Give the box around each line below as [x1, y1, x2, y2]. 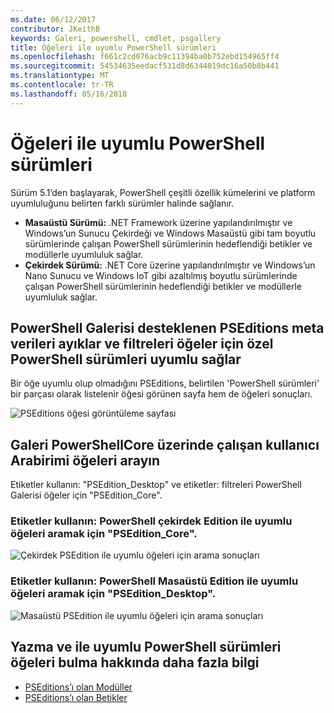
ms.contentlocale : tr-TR [10, 80, 114, 90]
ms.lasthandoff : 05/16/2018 [10, 89, 128, 99]
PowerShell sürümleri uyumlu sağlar [10, 351, 242, 368]
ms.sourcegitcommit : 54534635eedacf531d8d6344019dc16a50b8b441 [10, 61, 280, 71]
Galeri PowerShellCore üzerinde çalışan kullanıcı [10, 436, 320, 453]
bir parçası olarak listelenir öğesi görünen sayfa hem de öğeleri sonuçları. [10, 388, 313, 400]
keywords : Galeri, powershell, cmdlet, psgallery [10, 33, 222, 43]
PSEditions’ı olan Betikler [24, 691, 128, 703]
